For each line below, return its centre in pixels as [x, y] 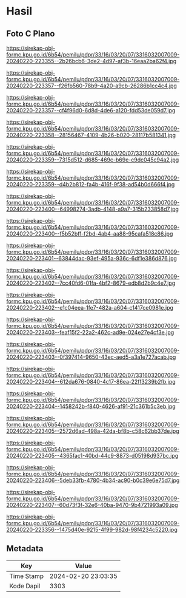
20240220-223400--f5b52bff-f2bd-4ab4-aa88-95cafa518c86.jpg [90, 234]
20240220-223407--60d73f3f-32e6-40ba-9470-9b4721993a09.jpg [92, 505]
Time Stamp [27, 576]
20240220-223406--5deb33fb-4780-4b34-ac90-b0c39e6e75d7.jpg [93, 480]
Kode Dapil [25, 586]
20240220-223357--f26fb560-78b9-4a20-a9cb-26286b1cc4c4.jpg [91, 86]
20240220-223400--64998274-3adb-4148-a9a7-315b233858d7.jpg [92, 209]
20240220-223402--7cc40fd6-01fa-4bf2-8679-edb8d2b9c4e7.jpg [91, 283]
